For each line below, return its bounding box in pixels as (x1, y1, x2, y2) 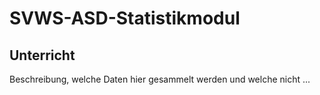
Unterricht (9, 47, 76, 64)
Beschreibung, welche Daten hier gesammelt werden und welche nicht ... (9, 73, 311, 85)
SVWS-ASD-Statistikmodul (9, 7, 241, 30)
